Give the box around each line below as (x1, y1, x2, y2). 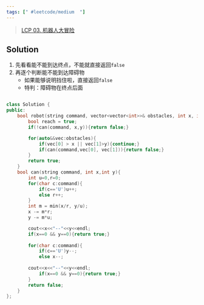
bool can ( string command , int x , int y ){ (17, 169, 121, 175)
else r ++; (38, 192, 64, 198)
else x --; (38, 254, 64, 260)
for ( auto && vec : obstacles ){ (28, 135, 97, 141)
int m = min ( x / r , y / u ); (28, 203, 88, 209)
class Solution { (6, 102, 50, 108)
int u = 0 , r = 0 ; (28, 175, 61, 181)
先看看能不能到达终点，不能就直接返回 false (15, 61, 125, 69)
